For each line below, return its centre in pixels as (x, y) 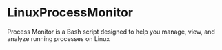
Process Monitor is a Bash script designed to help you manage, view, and (111, 32)
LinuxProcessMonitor (70, 13)
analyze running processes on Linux (59, 38)
